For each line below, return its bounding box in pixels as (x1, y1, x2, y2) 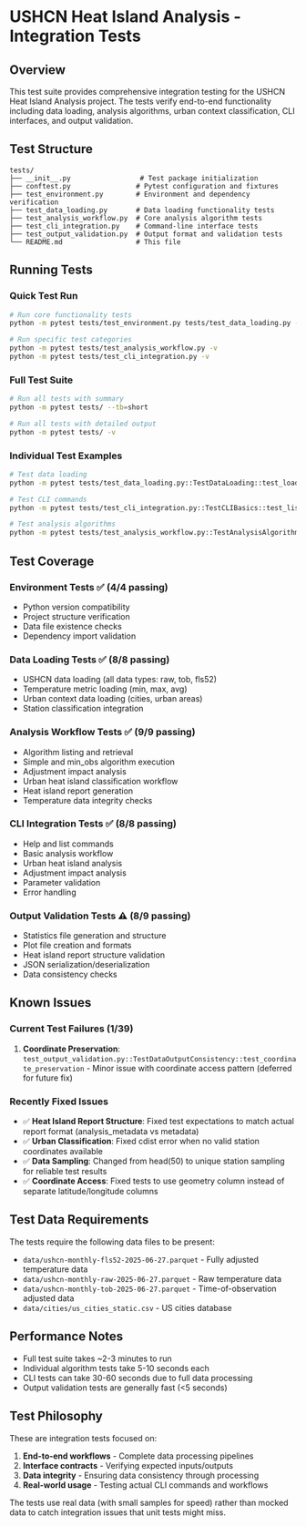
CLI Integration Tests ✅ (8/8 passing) (9, 817, 178, 830)
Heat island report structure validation (22, 949, 166, 960)
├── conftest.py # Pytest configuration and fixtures (9, 181, 280, 190)
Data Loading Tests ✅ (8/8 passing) (9, 653, 170, 666)
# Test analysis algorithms (9, 519, 117, 529)
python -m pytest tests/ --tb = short (9, 403, 148, 412)
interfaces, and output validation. (9, 116, 134, 126)
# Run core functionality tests (9, 310, 132, 320)
